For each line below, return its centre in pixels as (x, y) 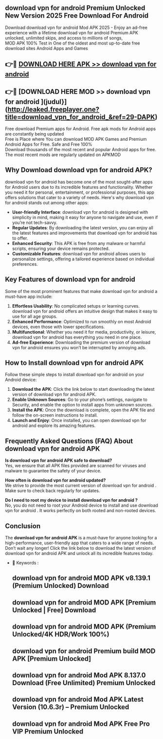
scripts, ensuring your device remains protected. (61, 248)
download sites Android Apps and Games (47, 48)
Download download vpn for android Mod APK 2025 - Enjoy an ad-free (76, 27)
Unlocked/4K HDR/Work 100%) (61, 635)
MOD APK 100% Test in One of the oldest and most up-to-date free (72, 43)
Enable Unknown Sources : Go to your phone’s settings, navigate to (80, 400)
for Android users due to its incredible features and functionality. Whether (79, 187)
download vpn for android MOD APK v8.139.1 (81, 578)
